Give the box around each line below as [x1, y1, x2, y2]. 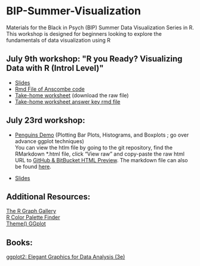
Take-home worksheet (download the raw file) [14, 91, 130, 99]
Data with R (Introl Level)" [6, 63, 104, 73]
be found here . [14, 163, 52, 170]
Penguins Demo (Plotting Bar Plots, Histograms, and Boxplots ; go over [14, 131, 189, 138]
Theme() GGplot [6, 220, 46, 227]
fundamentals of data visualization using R [6, 36, 111, 44]
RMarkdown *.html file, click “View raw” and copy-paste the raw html [14, 150, 185, 157]
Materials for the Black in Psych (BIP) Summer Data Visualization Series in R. [6, 24, 194, 31]
